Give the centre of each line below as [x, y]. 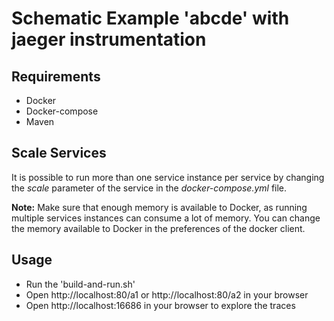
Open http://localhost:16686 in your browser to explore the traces [160, 305]
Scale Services [59, 153]
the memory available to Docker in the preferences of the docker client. [158, 228]
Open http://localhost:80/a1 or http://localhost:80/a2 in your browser [167, 294]
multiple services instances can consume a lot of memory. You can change [166, 218]
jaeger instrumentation [109, 39]
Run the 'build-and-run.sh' [80, 284]
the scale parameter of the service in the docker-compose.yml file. [149, 188]
